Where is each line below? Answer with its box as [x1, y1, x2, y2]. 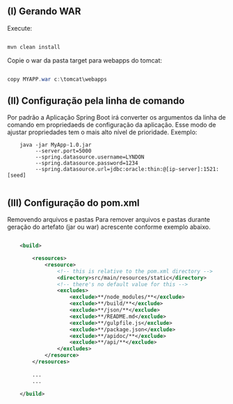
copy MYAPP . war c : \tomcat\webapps [7, 76, 108, 83]
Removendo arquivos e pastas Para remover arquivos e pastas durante [7, 216, 211, 224]
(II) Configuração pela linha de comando [7, 95, 185, 106]
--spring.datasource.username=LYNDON [35, 154, 145, 161]
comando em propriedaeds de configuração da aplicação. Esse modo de [7, 121, 216, 129]
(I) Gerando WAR [7, 6, 81, 17]
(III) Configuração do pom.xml [7, 197, 140, 209]
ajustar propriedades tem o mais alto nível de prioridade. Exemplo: [7, 128, 198, 136]
